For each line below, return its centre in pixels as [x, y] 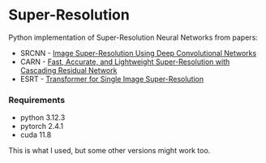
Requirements [37, 100]
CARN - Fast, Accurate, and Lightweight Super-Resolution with [125, 62]
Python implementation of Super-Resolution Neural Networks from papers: [133, 37]
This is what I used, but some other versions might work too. [109, 151]
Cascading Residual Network [69, 70]
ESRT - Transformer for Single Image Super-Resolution [112, 79]
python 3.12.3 [43, 118]
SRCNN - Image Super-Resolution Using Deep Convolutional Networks [138, 53]
